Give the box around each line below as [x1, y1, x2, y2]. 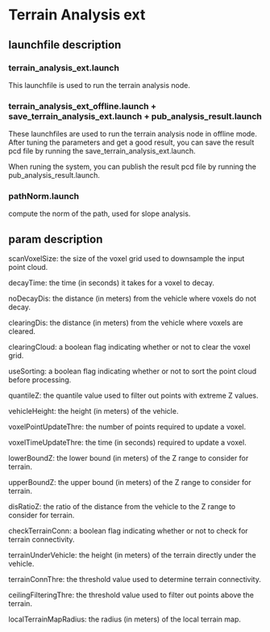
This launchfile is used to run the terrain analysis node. [8, 80, 191, 90]
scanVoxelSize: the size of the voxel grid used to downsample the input [8, 254, 245, 263]
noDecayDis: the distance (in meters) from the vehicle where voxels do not [8, 293, 256, 304]
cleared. [8, 327, 36, 336]
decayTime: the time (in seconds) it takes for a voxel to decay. [8, 278, 215, 288]
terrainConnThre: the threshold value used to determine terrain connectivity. [8, 575, 262, 584]
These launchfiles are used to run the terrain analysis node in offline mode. [8, 129, 258, 139]
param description [8, 232, 103, 246]
